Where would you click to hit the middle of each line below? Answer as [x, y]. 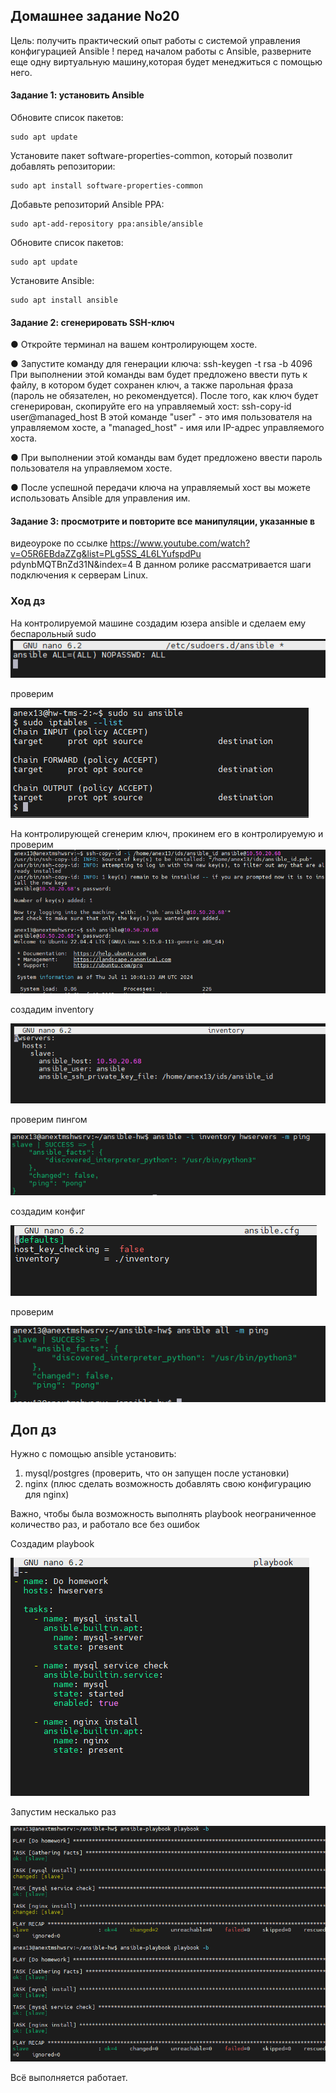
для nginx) [47, 1495]
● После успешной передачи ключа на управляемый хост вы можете [160, 488]
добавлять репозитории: [63, 166]
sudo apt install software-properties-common [106, 186]
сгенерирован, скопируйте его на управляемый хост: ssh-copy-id [151, 406]
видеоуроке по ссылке [59, 543]
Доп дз [33, 1429]
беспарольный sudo [53, 633]
